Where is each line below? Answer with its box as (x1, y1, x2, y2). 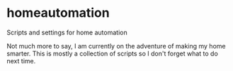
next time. (6, 56, 36, 65)
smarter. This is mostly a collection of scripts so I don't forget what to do (6, 49, 219, 58)
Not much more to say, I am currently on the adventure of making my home (6, 41, 226, 50)
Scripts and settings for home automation (6, 28, 128, 37)
